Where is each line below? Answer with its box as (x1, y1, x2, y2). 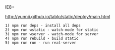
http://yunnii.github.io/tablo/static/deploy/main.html (5, 14, 111, 19)
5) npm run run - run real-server (5, 40, 77, 45)
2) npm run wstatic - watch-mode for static (5, 27, 99, 32)
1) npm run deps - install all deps (5, 23, 81, 28)
